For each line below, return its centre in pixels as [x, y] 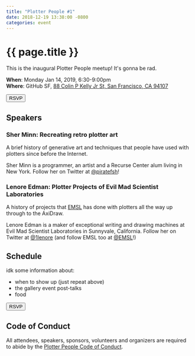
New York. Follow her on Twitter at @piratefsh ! [63, 171]
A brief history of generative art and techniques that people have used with [97, 147]
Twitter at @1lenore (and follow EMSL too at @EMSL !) [71, 238]
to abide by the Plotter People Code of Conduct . [65, 347]
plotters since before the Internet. [47, 154]
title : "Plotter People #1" [41, 12]
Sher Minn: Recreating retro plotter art [62, 134]
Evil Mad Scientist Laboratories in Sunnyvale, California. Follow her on [91, 231]
